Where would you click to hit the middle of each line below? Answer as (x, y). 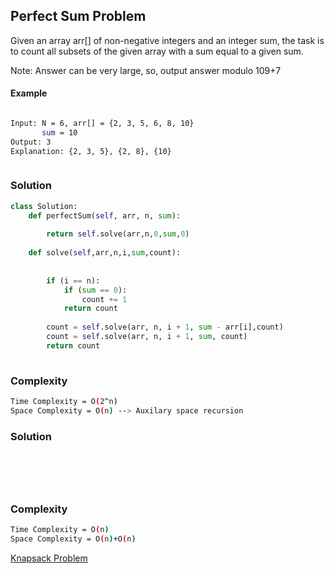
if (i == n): (73, 280)
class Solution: (44, 206)
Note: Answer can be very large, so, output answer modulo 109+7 (146, 70)
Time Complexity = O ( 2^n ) (64, 401)
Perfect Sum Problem (78, 16)
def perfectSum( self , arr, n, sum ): (105, 215)
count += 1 (104, 299)
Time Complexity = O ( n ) (60, 530)
